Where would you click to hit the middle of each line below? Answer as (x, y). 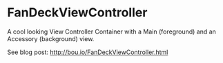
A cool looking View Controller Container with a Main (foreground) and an (111, 32)
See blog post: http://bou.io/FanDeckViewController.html (88, 52)
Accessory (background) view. (51, 38)
